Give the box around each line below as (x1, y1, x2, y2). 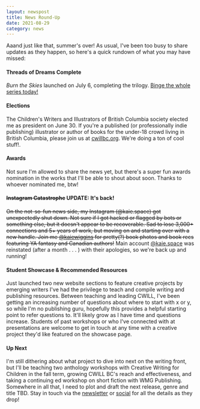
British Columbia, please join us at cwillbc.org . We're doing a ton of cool (6, 135, 184, 142)
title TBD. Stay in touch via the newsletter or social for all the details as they (6, 390, 193, 397)
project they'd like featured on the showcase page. (6, 331, 132, 338)
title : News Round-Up (6, 14, 61, 20)
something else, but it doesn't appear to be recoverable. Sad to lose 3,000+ (6, 220, 194, 228)
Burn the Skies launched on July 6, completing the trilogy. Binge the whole (6, 82, 191, 89)
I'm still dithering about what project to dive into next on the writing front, (6, 358, 187, 365)
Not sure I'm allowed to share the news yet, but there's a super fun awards (6, 168, 191, 175)
